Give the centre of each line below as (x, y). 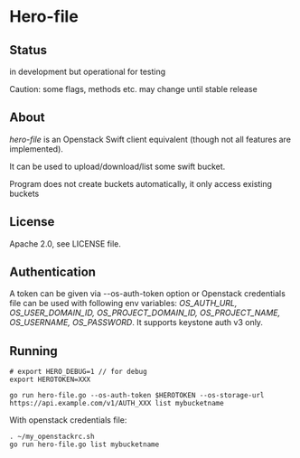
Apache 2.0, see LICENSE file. (66, 243)
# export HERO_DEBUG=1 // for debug (78, 372)
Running (34, 351)
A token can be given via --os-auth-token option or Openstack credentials (148, 294)
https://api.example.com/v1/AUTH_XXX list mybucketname (117, 404)
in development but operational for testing (88, 71)
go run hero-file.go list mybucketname (84, 444)
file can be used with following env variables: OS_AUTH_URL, (123, 304)
